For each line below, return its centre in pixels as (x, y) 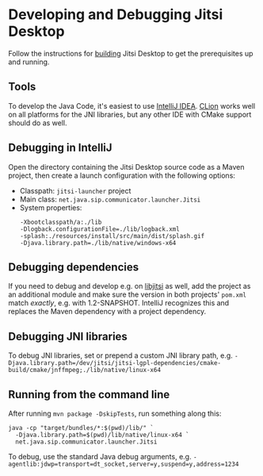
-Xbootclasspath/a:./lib (61, 222)
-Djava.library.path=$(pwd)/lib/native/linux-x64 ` (103, 435)
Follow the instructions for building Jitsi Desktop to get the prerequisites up (131, 53)
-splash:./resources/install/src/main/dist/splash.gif (112, 236)
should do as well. (38, 123)
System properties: (51, 207)
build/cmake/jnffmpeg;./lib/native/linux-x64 (84, 370)
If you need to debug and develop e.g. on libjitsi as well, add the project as (130, 286)
